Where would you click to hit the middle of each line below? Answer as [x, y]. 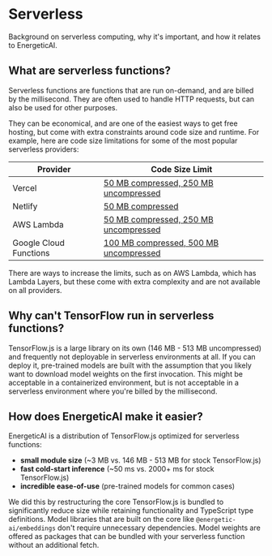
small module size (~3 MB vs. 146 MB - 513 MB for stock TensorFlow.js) [140, 460]
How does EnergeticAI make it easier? [106, 416]
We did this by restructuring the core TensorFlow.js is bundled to [116, 502]
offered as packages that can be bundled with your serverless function [127, 537]
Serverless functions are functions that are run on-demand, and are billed [131, 90]
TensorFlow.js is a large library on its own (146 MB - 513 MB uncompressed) [135, 348]
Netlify [25, 206]
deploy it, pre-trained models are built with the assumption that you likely [130, 365]
